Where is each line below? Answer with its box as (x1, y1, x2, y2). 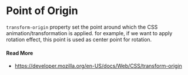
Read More (6, 49, 33, 56)
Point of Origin (6, 4, 78, 18)
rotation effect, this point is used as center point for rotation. (6, 36, 152, 43)
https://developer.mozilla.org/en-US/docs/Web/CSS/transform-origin (14, 63, 182, 70)
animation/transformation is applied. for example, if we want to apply (6, 29, 173, 36)
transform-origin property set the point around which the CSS (6, 23, 158, 30)
